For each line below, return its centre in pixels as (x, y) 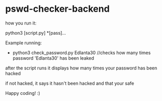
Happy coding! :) (23, 93)
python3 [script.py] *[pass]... (36, 33)
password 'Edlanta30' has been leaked (53, 58)
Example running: (24, 43)
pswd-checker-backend (58, 9)
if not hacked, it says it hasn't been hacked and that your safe (70, 83)
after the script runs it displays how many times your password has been (81, 68)
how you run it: (21, 23)
